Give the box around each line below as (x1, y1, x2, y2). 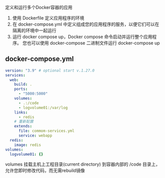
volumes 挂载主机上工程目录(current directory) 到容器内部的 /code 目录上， (5, 161, 161, 167)
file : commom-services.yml (18, 128, 75, 133)
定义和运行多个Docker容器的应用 (5, 4, 73, 10)
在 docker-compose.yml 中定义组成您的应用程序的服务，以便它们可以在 (12, 21, 160, 27)
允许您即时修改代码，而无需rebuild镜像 (5, 167, 85, 173)
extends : (14, 124, 32, 129)
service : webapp (18, 133, 52, 138)
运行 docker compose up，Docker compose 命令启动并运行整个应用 (12, 34, 153, 39)
